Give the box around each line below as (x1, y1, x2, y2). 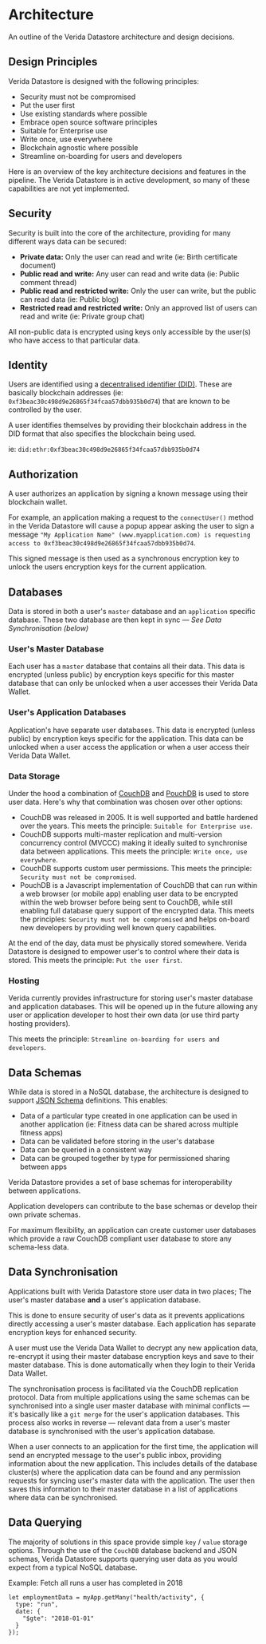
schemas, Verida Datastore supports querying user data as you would (8, 1554, 237, 1563)
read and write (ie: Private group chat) (19, 311, 146, 321)
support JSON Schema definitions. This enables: (8, 1095, 168, 1105)
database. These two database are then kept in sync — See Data (8, 615, 221, 624)
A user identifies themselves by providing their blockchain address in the (8, 421, 247, 430)
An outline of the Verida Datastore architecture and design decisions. (8, 32, 235, 42)
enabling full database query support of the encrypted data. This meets (19, 905, 255, 915)
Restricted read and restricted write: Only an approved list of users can (19, 303, 257, 312)
